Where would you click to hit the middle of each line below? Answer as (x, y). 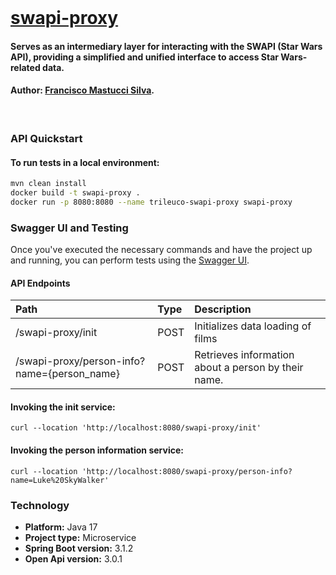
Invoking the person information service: (97, 450)
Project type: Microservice (80, 537)
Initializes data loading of (253, 326)
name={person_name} (67, 374)
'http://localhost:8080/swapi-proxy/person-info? (187, 471)
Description (223, 309)
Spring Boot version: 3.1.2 (79, 548)
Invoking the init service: (63, 407)
